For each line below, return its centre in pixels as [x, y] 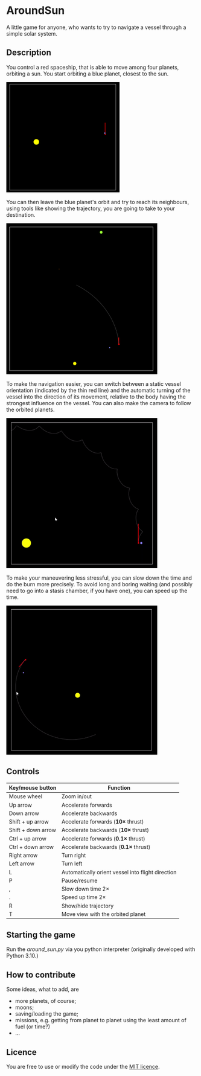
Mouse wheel [26, 796]
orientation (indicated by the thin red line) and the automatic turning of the [98, 391]
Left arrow [22, 863]
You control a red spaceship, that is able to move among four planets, [93, 67]
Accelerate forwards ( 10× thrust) [103, 822]
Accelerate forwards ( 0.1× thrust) [104, 838]
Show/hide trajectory [88, 906]
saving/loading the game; [46, 1014]
